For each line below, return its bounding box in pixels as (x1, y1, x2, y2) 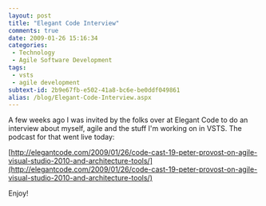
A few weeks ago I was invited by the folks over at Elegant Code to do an (8, 115, 248, 125)
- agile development (11, 78, 81, 86)
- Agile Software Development (11, 57, 113, 65)
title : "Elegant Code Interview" (8, 19, 120, 27)
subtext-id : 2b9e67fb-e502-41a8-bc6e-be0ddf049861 (8, 85, 181, 94)
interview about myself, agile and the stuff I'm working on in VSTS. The (8, 124, 242, 133)
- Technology (11, 49, 56, 57)
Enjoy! (8, 188, 30, 198)
